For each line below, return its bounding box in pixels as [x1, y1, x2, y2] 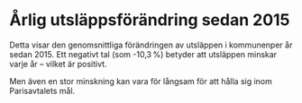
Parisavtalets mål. [9, 85, 76, 96]
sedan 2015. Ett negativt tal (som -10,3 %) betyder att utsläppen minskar [9, 48, 278, 59]
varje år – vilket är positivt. [9, 58, 107, 69]
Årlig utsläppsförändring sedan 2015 [9, 10, 290, 30]
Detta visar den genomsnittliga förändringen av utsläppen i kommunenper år [9, 39, 293, 50]
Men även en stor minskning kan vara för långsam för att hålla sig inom [9, 75, 272, 86]
